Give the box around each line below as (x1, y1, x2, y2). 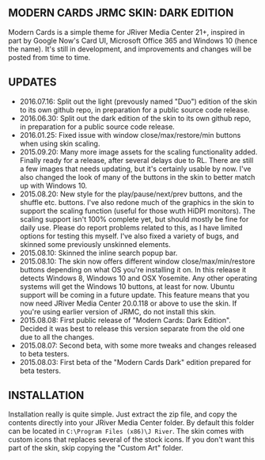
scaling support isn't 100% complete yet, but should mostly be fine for (19, 214, 249, 224)
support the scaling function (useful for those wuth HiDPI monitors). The (19, 206, 256, 215)
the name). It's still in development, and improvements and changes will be (8, 44, 252, 54)
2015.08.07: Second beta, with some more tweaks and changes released (19, 340, 257, 350)
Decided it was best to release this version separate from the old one (19, 324, 245, 333)
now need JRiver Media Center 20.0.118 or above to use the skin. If (19, 298, 237, 308)
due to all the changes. (19, 332, 95, 341)
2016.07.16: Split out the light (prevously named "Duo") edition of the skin (19, 97, 257, 106)
